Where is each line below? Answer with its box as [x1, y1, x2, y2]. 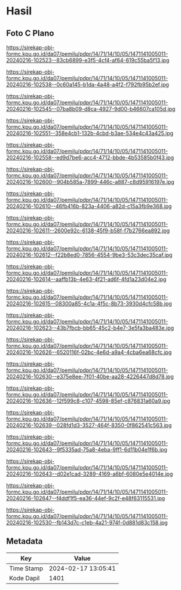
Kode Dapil [9, 574, 40, 582]
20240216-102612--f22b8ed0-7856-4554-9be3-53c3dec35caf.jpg [6, 252, 173, 258]
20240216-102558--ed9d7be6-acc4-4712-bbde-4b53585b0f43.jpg [6, 154, 174, 161]
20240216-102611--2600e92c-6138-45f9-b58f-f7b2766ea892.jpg [6, 227, 170, 234]
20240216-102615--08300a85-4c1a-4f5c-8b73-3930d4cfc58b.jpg [6, 300, 172, 307]
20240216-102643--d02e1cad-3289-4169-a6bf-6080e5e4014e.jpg [6, 470, 173, 477]
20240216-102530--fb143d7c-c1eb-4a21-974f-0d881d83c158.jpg [6, 519, 168, 526]
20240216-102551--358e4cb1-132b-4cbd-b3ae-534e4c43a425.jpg [6, 130, 174, 137]
